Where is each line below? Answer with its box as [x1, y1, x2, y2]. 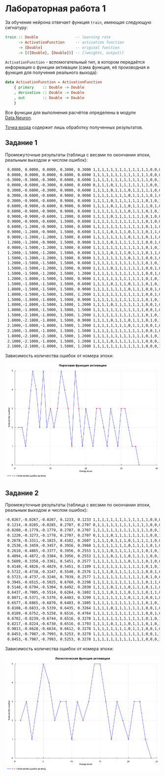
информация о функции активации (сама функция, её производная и [5, 65, 150, 71]
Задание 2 [5, 489, 39, 497]
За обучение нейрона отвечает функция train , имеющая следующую [5, 19, 151, 25]
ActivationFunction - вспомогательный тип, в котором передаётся [5, 59, 145, 65]
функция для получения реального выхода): [5, 70, 98, 75]
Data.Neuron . [5, 114, 32, 121]
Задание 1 [5, 139, 38, 147]
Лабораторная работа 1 [5, 3, 106, 14]
